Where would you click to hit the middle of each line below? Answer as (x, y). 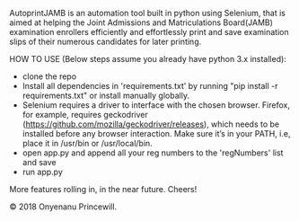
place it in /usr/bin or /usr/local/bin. (87, 143)
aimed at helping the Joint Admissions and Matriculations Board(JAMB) (141, 22)
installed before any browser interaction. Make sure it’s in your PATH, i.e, (156, 133)
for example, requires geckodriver (85, 115)
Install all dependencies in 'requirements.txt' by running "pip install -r (150, 86)
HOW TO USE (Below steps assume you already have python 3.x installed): (148, 59)
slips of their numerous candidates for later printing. (106, 41)
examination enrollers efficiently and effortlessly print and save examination (149, 32)
